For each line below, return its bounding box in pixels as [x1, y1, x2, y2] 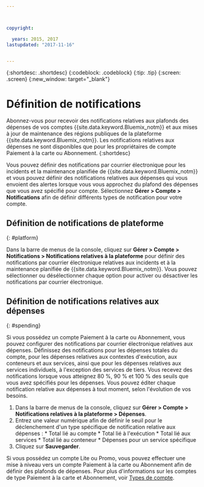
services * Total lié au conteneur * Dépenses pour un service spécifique [15, 436, 197, 443]
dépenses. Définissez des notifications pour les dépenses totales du [6, 346, 178, 354]
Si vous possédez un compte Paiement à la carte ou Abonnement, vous [6, 333, 186, 341]
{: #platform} [6, 234, 38, 242]
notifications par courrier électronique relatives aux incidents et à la [6, 259, 176, 266]
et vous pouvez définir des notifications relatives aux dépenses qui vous [6, 175, 188, 182]
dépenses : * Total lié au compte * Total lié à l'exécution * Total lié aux [15, 430, 191, 437]
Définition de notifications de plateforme [6, 218, 164, 228]
